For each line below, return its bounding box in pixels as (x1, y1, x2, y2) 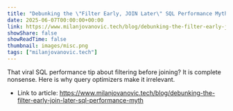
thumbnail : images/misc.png (7, 42, 89, 49)
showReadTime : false (7, 36, 67, 43)
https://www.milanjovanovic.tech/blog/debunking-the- (59, 88, 216, 97)
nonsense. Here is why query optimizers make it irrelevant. (7, 75, 175, 83)
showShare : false (7, 29, 58, 37)
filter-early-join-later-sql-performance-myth (17, 96, 144, 104)
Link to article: (17, 88, 58, 97)
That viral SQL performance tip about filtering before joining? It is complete (7, 67, 222, 76)
